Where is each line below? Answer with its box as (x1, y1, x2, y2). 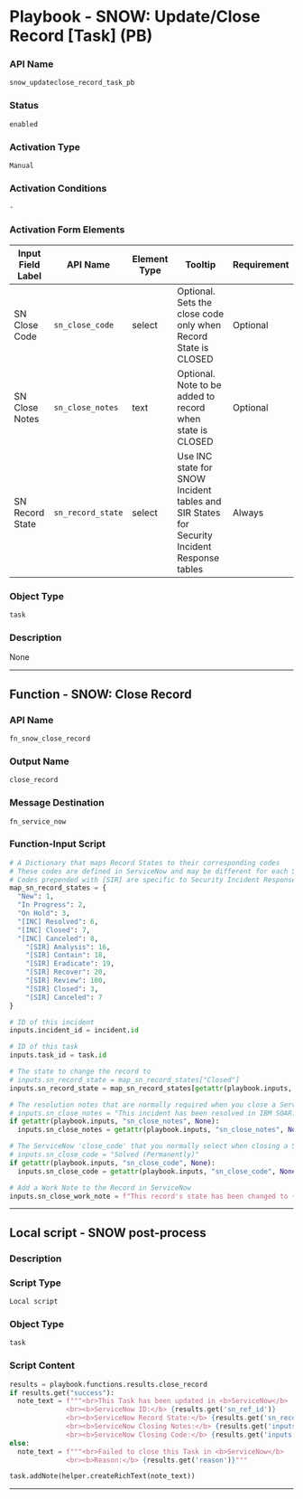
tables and (177, 495, 222, 507)
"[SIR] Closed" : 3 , (25, 984, 99, 994)
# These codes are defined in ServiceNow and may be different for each (9, 866, 289, 876)
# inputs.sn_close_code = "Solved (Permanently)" (9, 1150, 200, 1159)
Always (233, 506, 264, 519)
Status (9, 99, 39, 112)
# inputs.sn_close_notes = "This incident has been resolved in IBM (9, 1108, 272, 1117)
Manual (9, 161, 34, 171)
